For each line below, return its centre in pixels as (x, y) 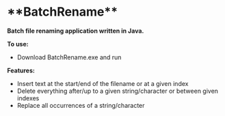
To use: (18, 44)
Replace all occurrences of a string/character (81, 105)
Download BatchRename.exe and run (69, 57)
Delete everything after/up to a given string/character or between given (118, 91)
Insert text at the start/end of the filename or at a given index (103, 83)
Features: (21, 70)
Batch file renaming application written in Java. (76, 31)
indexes (28, 98)
